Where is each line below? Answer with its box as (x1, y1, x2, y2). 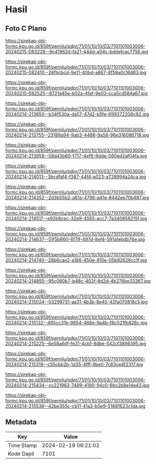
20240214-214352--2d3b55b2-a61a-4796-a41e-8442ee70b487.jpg (5, 195, 149, 201)
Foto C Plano (5, 24, 47, 33)
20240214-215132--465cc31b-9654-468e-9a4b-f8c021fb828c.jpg (5, 320, 148, 325)
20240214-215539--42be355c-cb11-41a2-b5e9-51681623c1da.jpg (5, 403, 146, 409)
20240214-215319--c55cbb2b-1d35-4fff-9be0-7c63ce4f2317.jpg (5, 361, 143, 368)
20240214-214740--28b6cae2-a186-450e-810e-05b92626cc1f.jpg (5, 257, 147, 263)
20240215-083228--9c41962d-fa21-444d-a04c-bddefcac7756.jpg (5, 49, 148, 54)
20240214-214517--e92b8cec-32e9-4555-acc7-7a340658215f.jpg (5, 216, 147, 221)
